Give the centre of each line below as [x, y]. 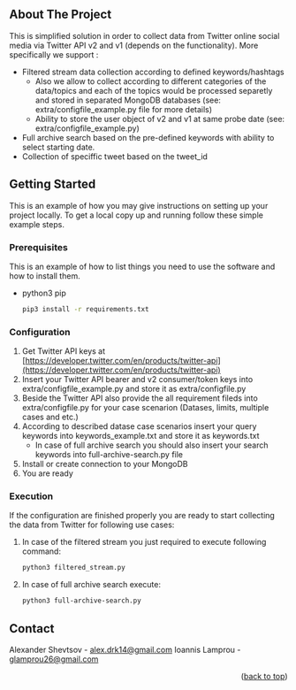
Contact [32, 629]
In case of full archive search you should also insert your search [152, 445]
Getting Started [53, 184]
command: [42, 551]
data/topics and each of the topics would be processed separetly [154, 90]
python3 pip [44, 293]
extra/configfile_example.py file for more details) [124, 109]
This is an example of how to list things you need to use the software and [142, 266]
